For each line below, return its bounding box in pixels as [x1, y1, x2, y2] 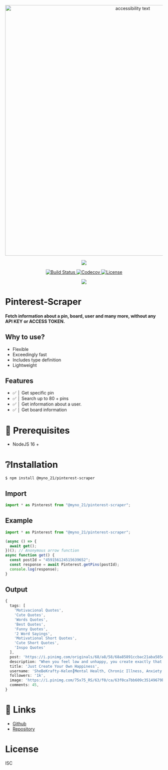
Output [5, 586, 27, 594]
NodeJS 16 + [12, 441, 39, 447]
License [5, 743, 39, 755]
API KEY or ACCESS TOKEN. [5, 318, 65, 324]
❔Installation [5, 459, 58, 470]
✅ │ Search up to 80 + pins [12, 396, 69, 402]
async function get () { [5, 553, 55, 558]
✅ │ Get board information [12, 407, 67, 413]
